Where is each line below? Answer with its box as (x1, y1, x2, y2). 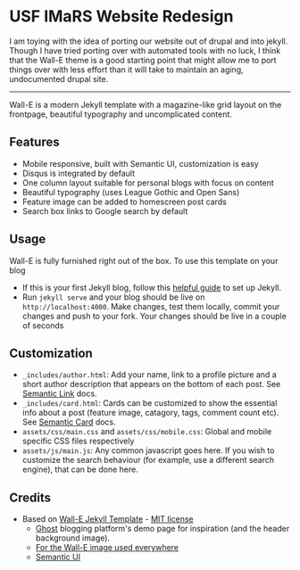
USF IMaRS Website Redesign (9, 6, 234, 27)
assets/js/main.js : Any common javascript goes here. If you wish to (21, 445, 275, 456)
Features (9, 135, 60, 150)
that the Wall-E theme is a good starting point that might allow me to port (9, 54, 277, 65)
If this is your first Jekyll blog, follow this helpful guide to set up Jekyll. (21, 282, 282, 293)
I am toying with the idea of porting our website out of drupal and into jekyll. (9, 36, 288, 46)
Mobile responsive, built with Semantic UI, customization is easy (21, 158, 259, 169)
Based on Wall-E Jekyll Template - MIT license (21, 514, 194, 525)
